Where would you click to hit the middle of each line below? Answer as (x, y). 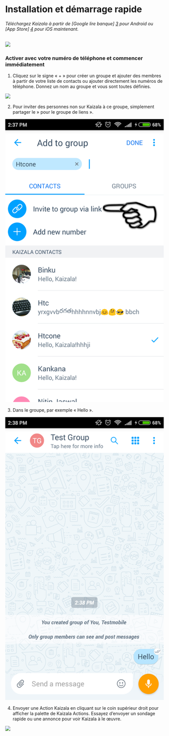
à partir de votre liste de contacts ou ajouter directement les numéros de (88, 81)
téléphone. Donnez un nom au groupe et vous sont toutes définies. (82, 86)
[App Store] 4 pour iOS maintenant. (42, 29)
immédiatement (25, 65)
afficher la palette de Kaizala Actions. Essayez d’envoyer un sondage (84, 713)
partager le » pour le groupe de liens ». (53, 112)
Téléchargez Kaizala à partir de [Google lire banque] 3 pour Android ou (79, 23)
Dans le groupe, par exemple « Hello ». (53, 410)
